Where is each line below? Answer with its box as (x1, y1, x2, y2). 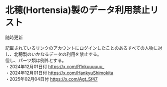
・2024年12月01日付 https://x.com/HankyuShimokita (5, 70, 113, 76)
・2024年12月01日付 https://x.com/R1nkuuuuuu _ (5, 63, 104, 70)
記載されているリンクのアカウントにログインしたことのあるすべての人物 (5, 45, 153, 51)
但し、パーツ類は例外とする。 (5, 57, 66, 63)
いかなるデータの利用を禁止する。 (31, 51, 101, 57)
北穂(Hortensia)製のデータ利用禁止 (5, 4, 150, 16)
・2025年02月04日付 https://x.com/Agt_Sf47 (5, 76, 98, 82)
